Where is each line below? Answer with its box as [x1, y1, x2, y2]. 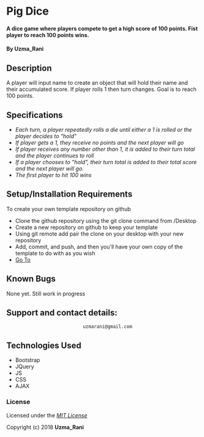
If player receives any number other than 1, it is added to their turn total [15, 145, 195, 153]
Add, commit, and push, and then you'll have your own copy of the [15, 243, 183, 250]
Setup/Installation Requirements [6, 189, 133, 200]
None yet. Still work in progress [6, 290, 86, 297]
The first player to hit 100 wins [15, 172, 92, 178]
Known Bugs [6, 273, 56, 284]
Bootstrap [15, 356, 40, 364]
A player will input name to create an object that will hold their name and [6, 79, 188, 87]
